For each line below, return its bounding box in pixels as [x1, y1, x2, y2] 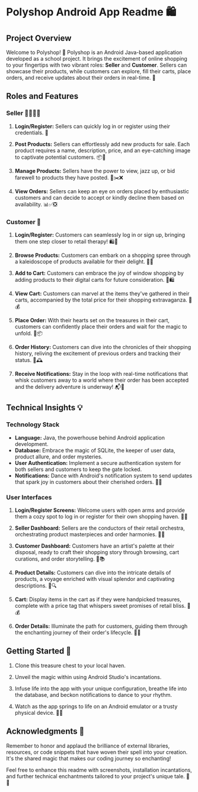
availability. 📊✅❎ [14, 200, 58, 208]
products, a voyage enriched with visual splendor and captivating [14, 575, 175, 582]
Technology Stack [6, 420, 60, 429]
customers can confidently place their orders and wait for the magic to [14, 323, 187, 330]
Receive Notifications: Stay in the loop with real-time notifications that [14, 370, 188, 377]
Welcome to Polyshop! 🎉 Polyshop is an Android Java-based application [6, 49, 183, 56]
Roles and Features [6, 91, 79, 102]
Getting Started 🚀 [6, 646, 72, 656]
